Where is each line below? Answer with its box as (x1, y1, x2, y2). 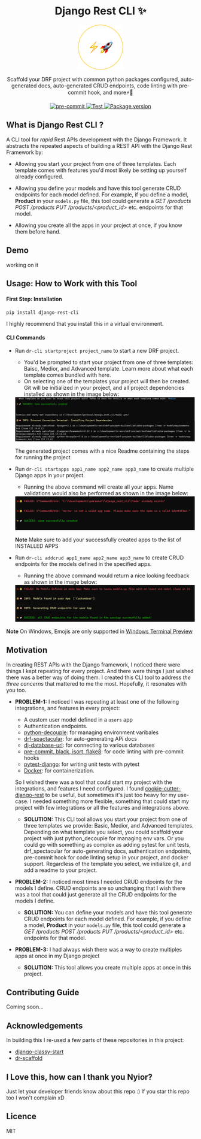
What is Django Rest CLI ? (6, 120, 103, 130)
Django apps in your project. (14, 472, 85, 479)
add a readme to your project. (23, 867, 98, 874)
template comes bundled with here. (23, 371, 112, 378)
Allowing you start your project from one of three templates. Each (14, 160, 176, 167)
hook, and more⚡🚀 (87, 89, 133, 96)
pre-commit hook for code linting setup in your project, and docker (23, 853, 189, 861)
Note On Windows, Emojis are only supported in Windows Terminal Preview (6, 628, 193, 635)
